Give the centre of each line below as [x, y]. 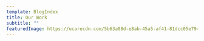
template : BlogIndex [32, 12]
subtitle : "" [23, 23]
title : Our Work [27, 17]
